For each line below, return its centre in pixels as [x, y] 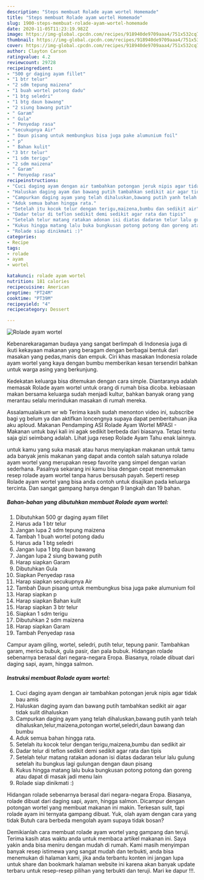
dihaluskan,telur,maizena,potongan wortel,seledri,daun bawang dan [100, 725]
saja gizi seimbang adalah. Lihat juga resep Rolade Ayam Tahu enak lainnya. [101, 438]
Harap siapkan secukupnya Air [54, 582]
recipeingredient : [30, 68]
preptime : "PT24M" [30, 293]
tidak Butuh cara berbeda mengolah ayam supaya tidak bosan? [85, 821]
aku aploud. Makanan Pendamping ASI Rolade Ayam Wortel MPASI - [92, 425]
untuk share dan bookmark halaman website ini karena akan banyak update [101, 864]
